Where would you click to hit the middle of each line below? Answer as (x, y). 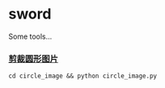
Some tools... (30, 36)
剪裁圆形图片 (34, 59)
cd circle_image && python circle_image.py (83, 76)
